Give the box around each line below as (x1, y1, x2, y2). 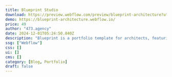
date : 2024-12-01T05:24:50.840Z (5, 31, 74, 36)
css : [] (5, 45, 22, 50)
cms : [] (5, 54, 22, 60)
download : (5, 12, 27, 17)
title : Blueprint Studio (5, 7, 58, 13)
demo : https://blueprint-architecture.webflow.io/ (5, 17, 116, 22)
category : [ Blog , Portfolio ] (5, 59, 68, 64)
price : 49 (5, 21, 27, 27)
